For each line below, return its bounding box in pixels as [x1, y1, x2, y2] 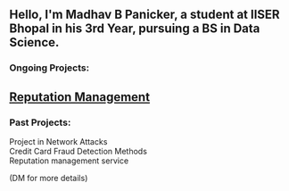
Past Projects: [9, 116, 71, 129]
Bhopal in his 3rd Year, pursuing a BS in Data [9, 21, 260, 37]
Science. [9, 35, 60, 50]
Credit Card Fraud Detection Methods [9, 146, 147, 156]
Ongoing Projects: [9, 62, 90, 74]
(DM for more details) [9, 173, 88, 183]
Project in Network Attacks [9, 137, 108, 146]
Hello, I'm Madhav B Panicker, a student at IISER [9, 7, 280, 22]
